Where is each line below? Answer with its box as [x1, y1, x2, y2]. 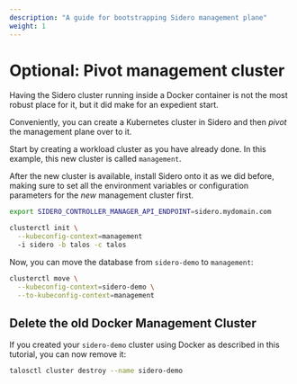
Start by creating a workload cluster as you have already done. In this [9, 144, 267, 155]
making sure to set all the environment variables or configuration [9, 181, 249, 192]
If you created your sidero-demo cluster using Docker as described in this [9, 339, 281, 351]
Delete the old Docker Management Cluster [9, 316, 256, 331]
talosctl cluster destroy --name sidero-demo [9, 366, 183, 376]
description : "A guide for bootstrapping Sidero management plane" [9, 13, 268, 22]
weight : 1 [9, 22, 47, 31]
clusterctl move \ [9, 273, 78, 283]
